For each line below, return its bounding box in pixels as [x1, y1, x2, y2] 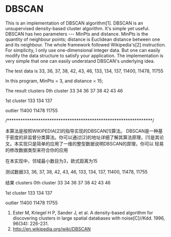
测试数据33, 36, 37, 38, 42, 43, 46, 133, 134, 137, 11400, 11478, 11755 [5, 169, 148, 175]
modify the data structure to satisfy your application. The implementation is [5, 52, 163, 59]
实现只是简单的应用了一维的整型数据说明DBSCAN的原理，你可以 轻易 [18, 140, 164, 147]
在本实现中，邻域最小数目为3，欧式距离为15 [5, 158, 98, 164]
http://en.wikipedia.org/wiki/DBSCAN [12, 226, 91, 232]
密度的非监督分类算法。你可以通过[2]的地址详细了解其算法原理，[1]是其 [9, 134, 160, 140]
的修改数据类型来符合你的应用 [5, 147, 68, 153]
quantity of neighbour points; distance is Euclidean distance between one [5, 36, 160, 42]
